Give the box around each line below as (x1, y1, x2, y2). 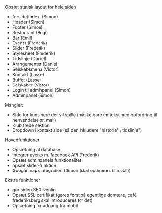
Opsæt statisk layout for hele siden (5, 4, 76, 10)
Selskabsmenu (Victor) (12, 66, 59, 72)
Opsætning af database (12, 147, 61, 152)
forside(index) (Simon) (12, 14, 58, 19)
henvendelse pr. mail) (12, 117, 56, 123)
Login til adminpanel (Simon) (12, 87, 71, 93)
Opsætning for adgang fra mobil (12, 203, 78, 208)
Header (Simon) (12, 19, 45, 25)
